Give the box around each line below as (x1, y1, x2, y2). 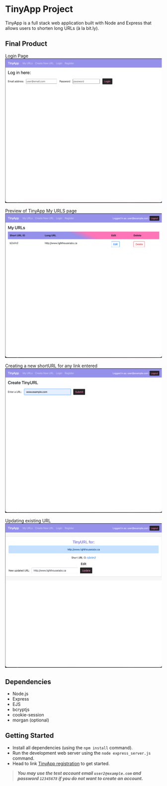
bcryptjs (12, 707, 30, 712)
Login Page (5, 53, 29, 59)
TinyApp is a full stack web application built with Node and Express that (5, 20, 152, 26)
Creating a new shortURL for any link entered (5, 363, 98, 369)
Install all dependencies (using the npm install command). (12, 744, 133, 751)
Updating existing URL (5, 518, 51, 524)
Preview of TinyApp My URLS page (5, 208, 77, 214)
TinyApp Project (5, 3, 74, 15)
